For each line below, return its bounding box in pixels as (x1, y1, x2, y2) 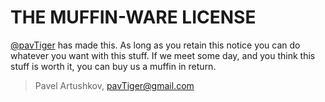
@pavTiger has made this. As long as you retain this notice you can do (10, 39, 301, 51)
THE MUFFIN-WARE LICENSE (10, 6, 257, 29)
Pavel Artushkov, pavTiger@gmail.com (34, 79, 195, 91)
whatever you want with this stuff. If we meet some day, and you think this (10, 49, 316, 61)
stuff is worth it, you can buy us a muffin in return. (10, 60, 217, 72)
